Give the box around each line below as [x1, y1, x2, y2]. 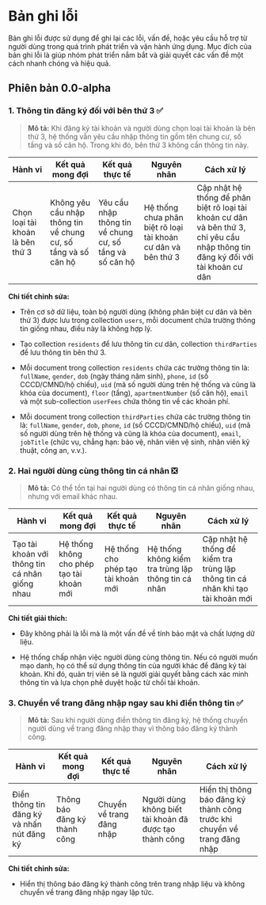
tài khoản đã [142, 814, 188, 825]
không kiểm [147, 553, 192, 565]
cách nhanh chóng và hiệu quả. [8, 59, 111, 68]
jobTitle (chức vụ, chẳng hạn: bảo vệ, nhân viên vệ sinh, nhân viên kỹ [19, 437, 250, 447]
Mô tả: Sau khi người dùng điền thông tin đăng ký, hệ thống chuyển [27, 716, 248, 725]
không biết [142, 804, 182, 815]
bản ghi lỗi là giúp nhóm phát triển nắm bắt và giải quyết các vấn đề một [8, 50, 244, 59]
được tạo [142, 823, 176, 835]
